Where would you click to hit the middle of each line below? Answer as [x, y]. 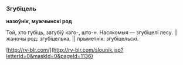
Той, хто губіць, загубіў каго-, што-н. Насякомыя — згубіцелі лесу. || [92, 32]
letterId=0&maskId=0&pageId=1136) [50, 56]
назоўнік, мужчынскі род [39, 21]
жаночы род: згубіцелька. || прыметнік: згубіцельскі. [72, 39]
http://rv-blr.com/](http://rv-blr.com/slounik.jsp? [66, 50]
